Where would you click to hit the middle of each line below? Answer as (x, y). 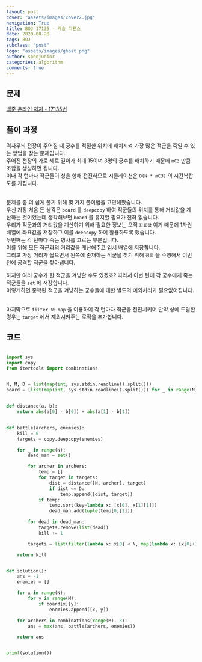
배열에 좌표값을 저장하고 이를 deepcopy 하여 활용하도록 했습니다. (81, 232)
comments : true (25, 68)
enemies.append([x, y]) (79, 610)
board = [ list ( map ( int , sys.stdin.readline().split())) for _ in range (98, 390)
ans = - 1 (28, 577)
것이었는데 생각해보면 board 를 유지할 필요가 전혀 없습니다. (90, 217)
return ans (31, 637)
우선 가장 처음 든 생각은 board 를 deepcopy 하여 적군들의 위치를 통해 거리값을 (96, 210)
